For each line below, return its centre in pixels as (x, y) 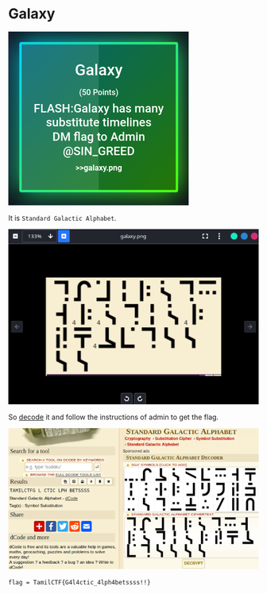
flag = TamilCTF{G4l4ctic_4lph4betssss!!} (79, 582)
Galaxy (32, 14)
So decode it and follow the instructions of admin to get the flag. (114, 417)
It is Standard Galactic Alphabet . (62, 218)
